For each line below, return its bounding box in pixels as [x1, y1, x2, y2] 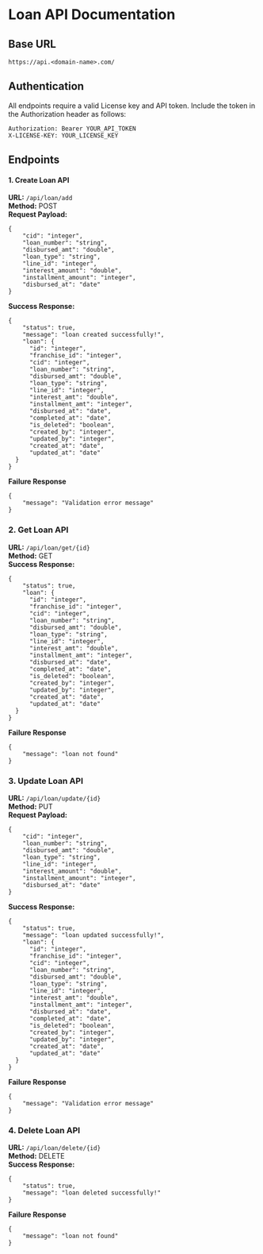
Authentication [8, 79, 85, 93]
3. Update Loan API [8, 775, 84, 786]
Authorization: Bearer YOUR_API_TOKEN [8, 125, 136, 133]
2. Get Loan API [8, 524, 69, 535]
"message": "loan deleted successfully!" [22, 1189, 161, 1197]
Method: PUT [8, 802, 53, 811]
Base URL [8, 37, 57, 51]
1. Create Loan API [8, 175, 70, 184]
